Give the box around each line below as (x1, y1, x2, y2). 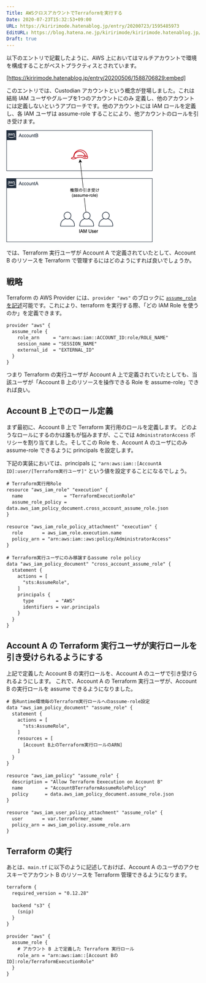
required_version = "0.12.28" (12, 890, 89, 897)
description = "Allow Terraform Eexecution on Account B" (12, 778, 164, 785)
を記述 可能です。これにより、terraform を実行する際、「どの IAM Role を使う (6, 301, 199, 309)
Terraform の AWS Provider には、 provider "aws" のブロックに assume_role (6, 294, 197, 301)
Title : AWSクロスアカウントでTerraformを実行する (6, 10, 123, 16)
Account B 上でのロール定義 (6, 406, 113, 416)
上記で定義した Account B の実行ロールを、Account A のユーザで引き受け (6, 669, 193, 677)
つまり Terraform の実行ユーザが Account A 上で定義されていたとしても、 (6, 371, 192, 378)
